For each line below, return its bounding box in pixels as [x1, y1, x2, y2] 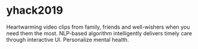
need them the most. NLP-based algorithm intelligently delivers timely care [6, 29, 192, 36]
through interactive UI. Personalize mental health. [6, 36, 129, 43]
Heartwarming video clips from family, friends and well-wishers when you [6, 23, 190, 30]
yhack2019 [6, 4, 63, 17]
